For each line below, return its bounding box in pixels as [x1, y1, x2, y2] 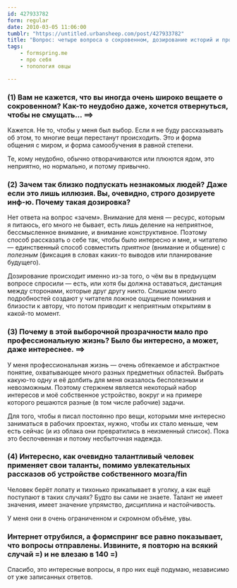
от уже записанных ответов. [7, 572, 93, 582]
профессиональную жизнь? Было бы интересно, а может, [7, 336, 219, 345]
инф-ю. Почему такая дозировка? [7, 197, 131, 207]
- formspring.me [20, 50, 68, 57]
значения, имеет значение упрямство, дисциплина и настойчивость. [7, 500, 217, 508]
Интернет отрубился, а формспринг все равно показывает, [7, 532, 224, 541]
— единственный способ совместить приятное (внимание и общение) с [7, 243, 226, 252]
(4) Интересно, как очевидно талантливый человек [7, 452, 194, 462]
